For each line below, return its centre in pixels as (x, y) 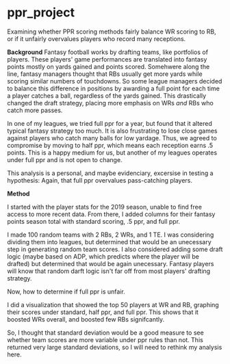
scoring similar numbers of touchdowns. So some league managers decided (115, 81)
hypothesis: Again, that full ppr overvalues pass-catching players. (100, 180)
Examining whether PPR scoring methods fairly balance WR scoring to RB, (112, 31)
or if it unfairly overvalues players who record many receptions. (97, 38)
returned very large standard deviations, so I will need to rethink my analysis (115, 347)
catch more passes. (35, 110)
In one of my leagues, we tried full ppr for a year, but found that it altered (110, 123)
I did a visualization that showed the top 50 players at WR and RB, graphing (113, 304)
